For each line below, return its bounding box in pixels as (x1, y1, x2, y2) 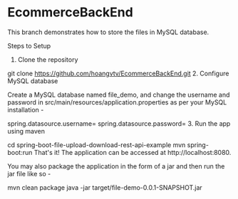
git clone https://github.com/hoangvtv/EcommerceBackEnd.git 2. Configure (7, 69, 229, 77)
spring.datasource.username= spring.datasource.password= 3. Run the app (7, 119, 231, 128)
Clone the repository (17, 55, 78, 64)
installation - (7, 105, 44, 114)
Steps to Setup (7, 41, 51, 50)
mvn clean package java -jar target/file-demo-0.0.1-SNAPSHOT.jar (7, 183, 203, 192)
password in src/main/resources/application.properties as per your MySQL (7, 97, 227, 107)
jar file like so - (7, 169, 51, 178)
